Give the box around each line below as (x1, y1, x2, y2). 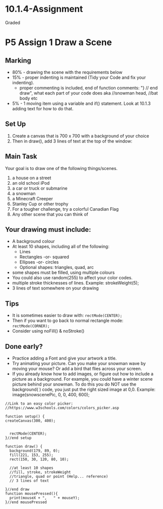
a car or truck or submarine (12, 185, 68, 191)
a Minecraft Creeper (12, 195, 53, 201)
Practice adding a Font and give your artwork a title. (12, 355, 117, 361)
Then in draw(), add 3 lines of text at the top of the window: (12, 138, 133, 144)
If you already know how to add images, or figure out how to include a (12, 371, 154, 377)
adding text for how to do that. (12, 105, 73, 111)
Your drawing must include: (5, 225, 92, 234)
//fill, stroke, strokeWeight (9, 470, 71, 475)
